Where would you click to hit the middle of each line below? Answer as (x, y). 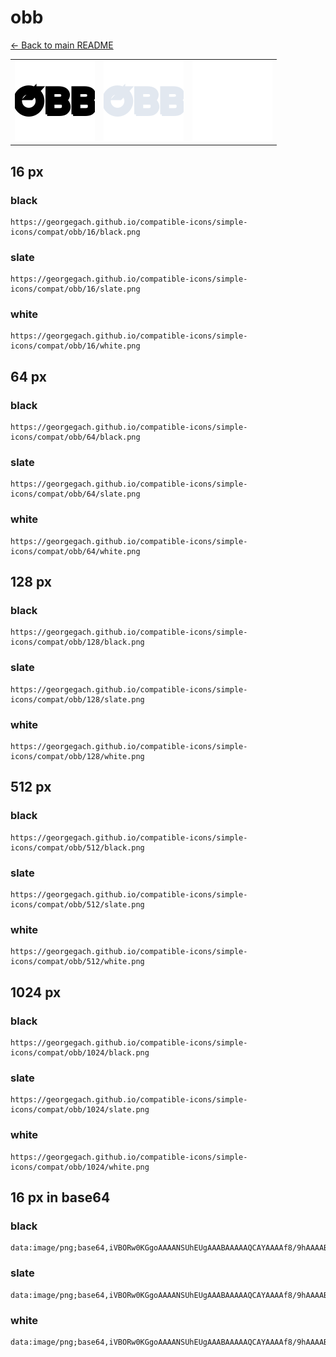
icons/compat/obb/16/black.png (75, 232)
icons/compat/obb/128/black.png (77, 642)
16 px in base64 (60, 1197)
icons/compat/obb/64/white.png (75, 551)
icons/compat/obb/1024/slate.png (80, 1110)
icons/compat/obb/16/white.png (75, 346)
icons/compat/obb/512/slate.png (77, 905)
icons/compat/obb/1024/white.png (80, 1167)
